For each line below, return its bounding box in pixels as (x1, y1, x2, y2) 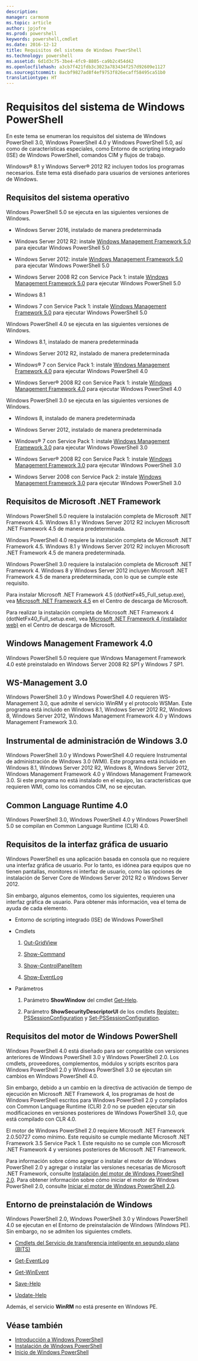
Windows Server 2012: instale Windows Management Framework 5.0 (14, 256, 183, 263)
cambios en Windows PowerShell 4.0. (6, 1072, 98, 1079)
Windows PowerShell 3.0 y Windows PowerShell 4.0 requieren (6, 693, 159, 700)
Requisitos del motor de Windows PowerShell (6, 1031, 178, 1041)
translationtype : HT (6, 75, 58, 81)
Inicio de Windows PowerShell (14, 1349, 89, 1356)
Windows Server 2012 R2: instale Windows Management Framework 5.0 (14, 238, 191, 245)
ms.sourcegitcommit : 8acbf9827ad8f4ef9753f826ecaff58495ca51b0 (6, 69, 166, 75)
